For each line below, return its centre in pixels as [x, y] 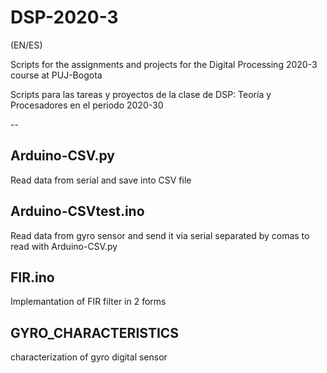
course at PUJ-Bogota [56, 75]
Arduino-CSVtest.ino [77, 211]
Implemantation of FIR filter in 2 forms [88, 302]
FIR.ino [32, 277]
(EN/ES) [26, 45]
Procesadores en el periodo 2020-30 [87, 105]
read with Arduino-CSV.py [64, 246]
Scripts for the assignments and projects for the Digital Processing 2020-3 [164, 64]
